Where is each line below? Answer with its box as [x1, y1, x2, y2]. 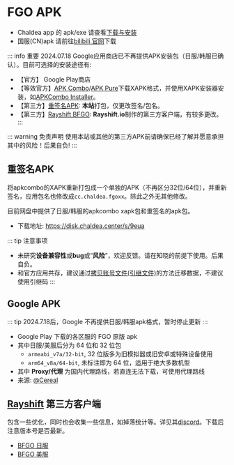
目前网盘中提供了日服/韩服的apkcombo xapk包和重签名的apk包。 [7, 206, 194, 215]
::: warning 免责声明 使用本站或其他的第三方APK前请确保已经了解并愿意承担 [7, 132, 224, 140]
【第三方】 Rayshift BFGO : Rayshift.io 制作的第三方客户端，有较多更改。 [17, 109, 223, 119]
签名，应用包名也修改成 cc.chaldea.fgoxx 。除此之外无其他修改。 [7, 192, 192, 200]
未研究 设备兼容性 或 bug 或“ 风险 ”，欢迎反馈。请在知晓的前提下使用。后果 [17, 251, 224, 259]
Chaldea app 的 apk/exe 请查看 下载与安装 [17, 28, 137, 36]
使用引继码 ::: [17, 277, 56, 286]
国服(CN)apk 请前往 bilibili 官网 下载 [17, 36, 117, 45]
